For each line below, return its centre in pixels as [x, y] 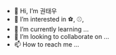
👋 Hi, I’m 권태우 [36, 11]
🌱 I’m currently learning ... [51, 29]
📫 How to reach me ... [46, 44]
